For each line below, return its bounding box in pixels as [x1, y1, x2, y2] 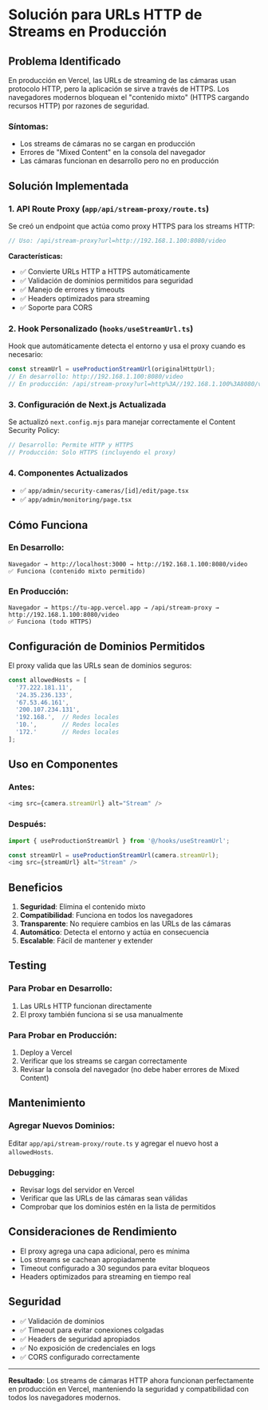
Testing [8, 959, 47, 972]
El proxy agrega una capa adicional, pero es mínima [19, 1246, 190, 1256]
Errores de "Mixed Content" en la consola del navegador [19, 148, 206, 157]
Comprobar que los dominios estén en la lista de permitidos [19, 1202, 216, 1212]
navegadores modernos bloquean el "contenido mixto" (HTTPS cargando [8, 93, 250, 101]
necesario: [8, 350, 44, 359]
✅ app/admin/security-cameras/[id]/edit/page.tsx [19, 486, 189, 495]
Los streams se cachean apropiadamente [19, 1254, 156, 1264]
